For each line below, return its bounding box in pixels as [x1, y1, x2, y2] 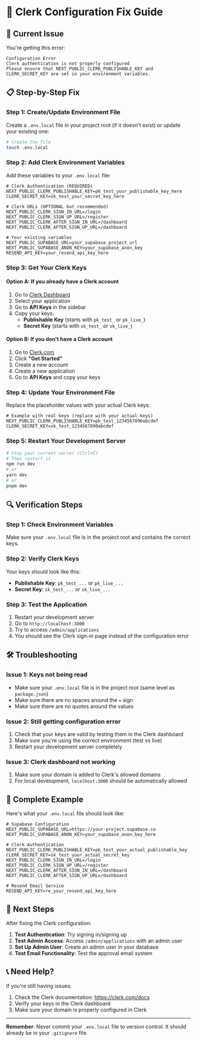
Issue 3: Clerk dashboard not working [6, 757, 116, 766]
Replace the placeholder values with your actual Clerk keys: [6, 402, 151, 409]
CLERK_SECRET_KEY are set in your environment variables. [6, 71, 151, 77]
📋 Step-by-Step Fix [6, 87, 80, 97]
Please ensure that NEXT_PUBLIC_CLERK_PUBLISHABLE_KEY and [6, 66, 154, 72]
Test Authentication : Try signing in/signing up [14, 930, 127, 938]
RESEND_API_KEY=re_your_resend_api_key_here [6, 888, 117, 894]
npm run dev [6, 461, 35, 467]
